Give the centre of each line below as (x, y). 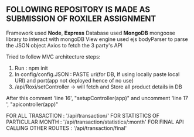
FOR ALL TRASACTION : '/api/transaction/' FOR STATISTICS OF (83, 115)
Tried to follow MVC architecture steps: (53, 56)
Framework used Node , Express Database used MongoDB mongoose (91, 33)
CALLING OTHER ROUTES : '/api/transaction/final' (67, 128)
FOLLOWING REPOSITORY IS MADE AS (78, 10)
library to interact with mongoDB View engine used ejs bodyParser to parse (97, 39)
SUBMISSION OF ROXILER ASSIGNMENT (81, 19)
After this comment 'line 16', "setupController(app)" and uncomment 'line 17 (97, 98)
